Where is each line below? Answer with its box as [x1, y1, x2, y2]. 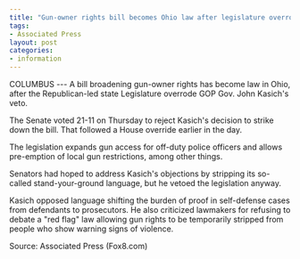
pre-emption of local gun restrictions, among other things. [9, 151, 223, 161]
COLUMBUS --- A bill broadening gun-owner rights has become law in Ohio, [9, 79, 291, 89]
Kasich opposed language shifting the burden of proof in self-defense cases [9, 195, 290, 206]
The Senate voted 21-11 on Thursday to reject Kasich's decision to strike [9, 115, 274, 125]
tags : [9, 21, 29, 30]
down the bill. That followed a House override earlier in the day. [9, 125, 243, 134]
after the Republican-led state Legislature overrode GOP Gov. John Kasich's [9, 88, 289, 99]
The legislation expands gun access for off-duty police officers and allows [9, 142, 283, 152]
